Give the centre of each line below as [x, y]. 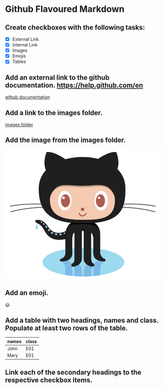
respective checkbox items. [49, 380]
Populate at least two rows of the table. [67, 328]
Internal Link [25, 45]
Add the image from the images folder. [65, 140]
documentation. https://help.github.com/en [74, 85]
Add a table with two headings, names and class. [82, 320]
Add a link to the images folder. [54, 113]
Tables [19, 62]
